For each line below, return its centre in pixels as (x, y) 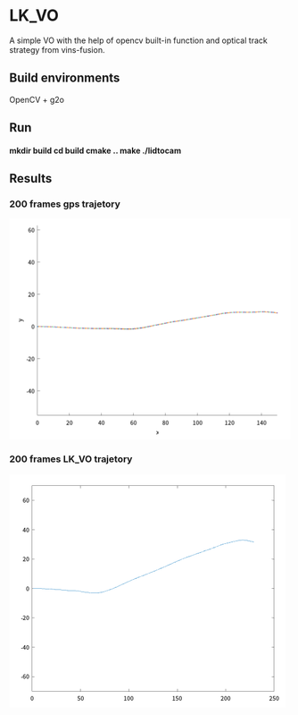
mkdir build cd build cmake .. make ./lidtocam (95, 150)
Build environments (65, 78)
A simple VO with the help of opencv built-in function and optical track (138, 40)
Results (31, 179)
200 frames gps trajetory (65, 204)
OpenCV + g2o (37, 99)
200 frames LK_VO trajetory (71, 459)
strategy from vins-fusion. (57, 49)
